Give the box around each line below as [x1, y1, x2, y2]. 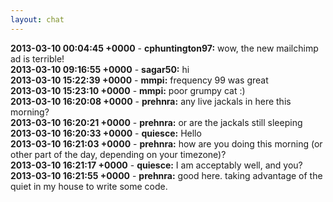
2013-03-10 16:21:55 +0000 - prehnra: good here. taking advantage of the [10, 169, 323, 181]
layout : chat [10, 14, 65, 25]
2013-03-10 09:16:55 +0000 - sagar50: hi [10, 63, 190, 75]
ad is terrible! [10, 52, 65, 65]
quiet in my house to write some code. [10, 180, 168, 192]
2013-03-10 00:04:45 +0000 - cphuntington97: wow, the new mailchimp [10, 42, 319, 54]
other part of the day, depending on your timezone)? [10, 148, 227, 160]
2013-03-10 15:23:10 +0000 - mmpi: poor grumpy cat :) [10, 84, 246, 96]
